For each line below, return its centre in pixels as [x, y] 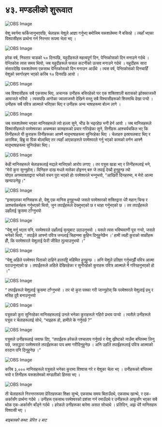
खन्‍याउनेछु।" [15, 180]
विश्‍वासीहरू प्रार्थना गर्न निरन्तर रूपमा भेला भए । [41, 38]
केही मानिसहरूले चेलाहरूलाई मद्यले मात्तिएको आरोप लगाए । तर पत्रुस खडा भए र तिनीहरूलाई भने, [78, 164]
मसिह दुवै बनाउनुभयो [21, 295]
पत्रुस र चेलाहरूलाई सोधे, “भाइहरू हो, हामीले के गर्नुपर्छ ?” [48, 320]
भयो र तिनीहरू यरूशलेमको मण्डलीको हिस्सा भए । [43, 375]
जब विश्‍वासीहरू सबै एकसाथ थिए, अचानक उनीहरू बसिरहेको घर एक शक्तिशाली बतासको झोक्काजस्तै [81, 93]
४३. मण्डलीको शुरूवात [39, 10]
